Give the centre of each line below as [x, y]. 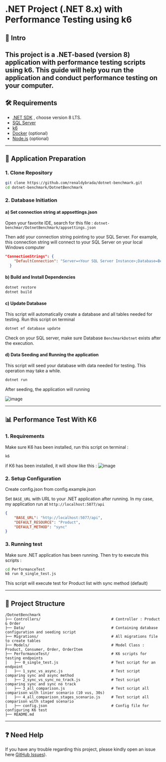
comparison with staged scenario [40, 702]
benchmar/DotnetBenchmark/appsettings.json [51, 228]
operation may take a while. [33, 371]
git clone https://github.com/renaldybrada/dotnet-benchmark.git [74, 183]
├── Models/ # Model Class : [75, 645]
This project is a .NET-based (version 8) [68, 55]
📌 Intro [16, 38]
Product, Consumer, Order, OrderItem [44, 650]
